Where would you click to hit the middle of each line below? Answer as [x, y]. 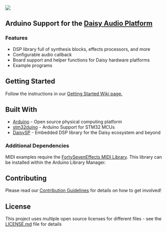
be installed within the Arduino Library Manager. [55, 162]
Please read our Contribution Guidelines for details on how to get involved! [83, 190]
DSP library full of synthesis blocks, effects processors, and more [81, 49]
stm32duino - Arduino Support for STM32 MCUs [64, 127]
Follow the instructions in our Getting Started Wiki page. [64, 94]
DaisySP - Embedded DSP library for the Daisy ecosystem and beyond [87, 133]
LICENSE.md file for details [34, 224]
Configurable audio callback [42, 54]
